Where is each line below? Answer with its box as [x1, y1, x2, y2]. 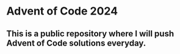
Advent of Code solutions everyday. [6, 38, 146, 48]
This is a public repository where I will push [6, 29, 175, 39]
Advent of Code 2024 [6, 4, 118, 18]
